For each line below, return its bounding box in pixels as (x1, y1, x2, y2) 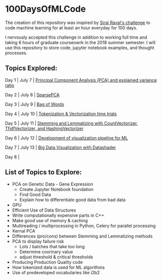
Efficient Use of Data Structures (12, 207, 77, 213)
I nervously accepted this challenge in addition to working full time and (5, 34, 147, 40)
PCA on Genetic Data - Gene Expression (12, 181, 94, 187)
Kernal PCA (12, 228, 36, 233)
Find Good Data (19, 191, 51, 197)
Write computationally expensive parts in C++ (12, 212, 104, 218)
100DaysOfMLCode (5, 3, 86, 15)
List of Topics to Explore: (5, 168, 82, 177)
